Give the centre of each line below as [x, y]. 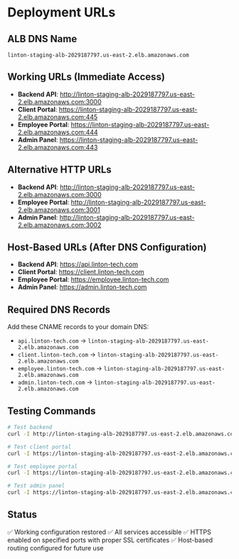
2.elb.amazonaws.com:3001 [59, 210]
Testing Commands [52, 411]
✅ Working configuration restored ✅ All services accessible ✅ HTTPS [109, 532]
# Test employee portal [43, 466]
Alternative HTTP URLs [59, 170]
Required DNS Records [59, 309]
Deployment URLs [62, 12]
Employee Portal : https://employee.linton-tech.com [93, 280]
